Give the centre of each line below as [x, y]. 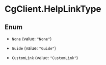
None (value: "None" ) [32, 39]
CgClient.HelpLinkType [53, 9]
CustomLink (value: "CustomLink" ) [45, 58]
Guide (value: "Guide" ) [34, 48]
